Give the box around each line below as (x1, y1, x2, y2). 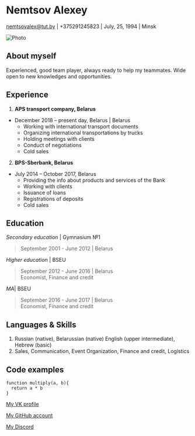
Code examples (6, 365, 64, 375)
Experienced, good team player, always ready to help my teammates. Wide (6, 67, 186, 74)
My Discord (6, 423, 34, 430)
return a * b (11, 385, 43, 391)
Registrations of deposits (23, 195, 83, 202)
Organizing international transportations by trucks (23, 129, 143, 136)
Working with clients (23, 182, 73, 190)
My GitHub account (6, 412, 53, 418)
